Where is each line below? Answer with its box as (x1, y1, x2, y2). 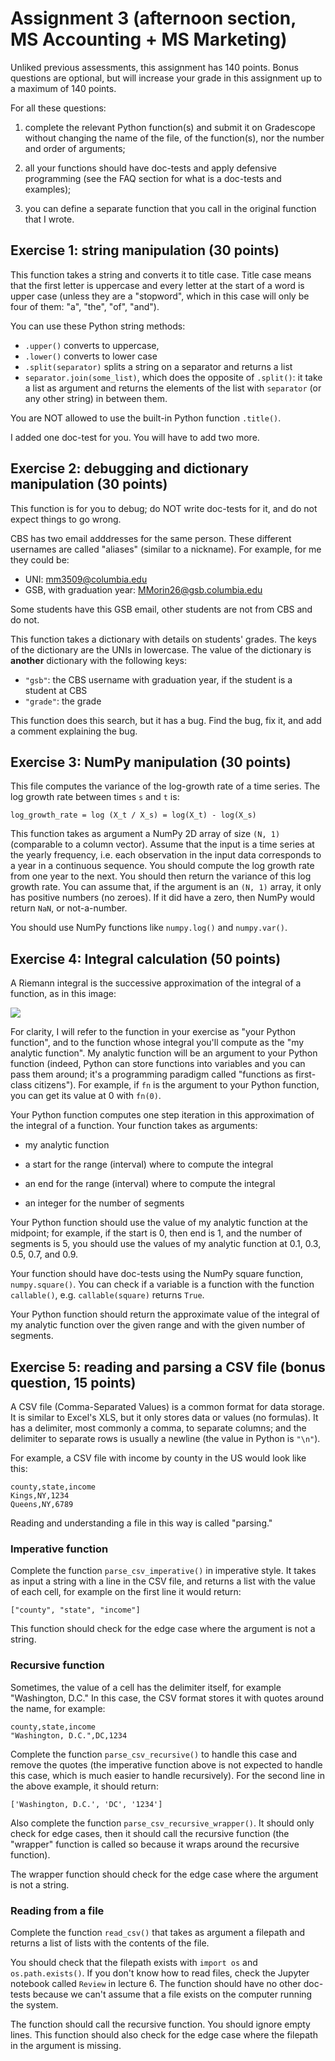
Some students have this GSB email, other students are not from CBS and (10, 603, 313, 615)
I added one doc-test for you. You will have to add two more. (10, 431, 260, 443)
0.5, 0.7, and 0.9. (10, 1248, 79, 1261)
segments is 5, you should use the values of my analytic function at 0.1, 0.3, (10, 1238, 322, 1250)
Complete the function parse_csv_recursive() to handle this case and (10, 1748, 298, 1760)
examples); (24, 183, 72, 195)
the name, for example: (10, 1702, 106, 1714)
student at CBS (24, 684, 88, 696)
